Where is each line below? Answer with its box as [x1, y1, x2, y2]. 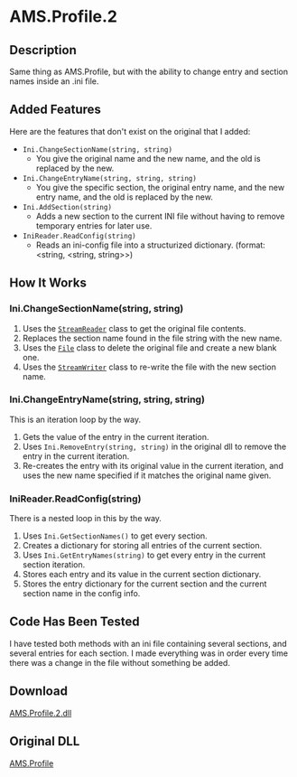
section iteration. [22, 559, 86, 570]
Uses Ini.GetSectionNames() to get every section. [22, 530, 208, 541]
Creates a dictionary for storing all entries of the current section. [22, 540, 263, 551]
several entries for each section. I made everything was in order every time [9, 648, 289, 659]
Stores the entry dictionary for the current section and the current [22, 578, 267, 589]
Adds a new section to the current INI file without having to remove [35, 211, 285, 221]
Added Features [9, 102, 102, 117]
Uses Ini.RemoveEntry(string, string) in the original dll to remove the [22, 441, 287, 452]
